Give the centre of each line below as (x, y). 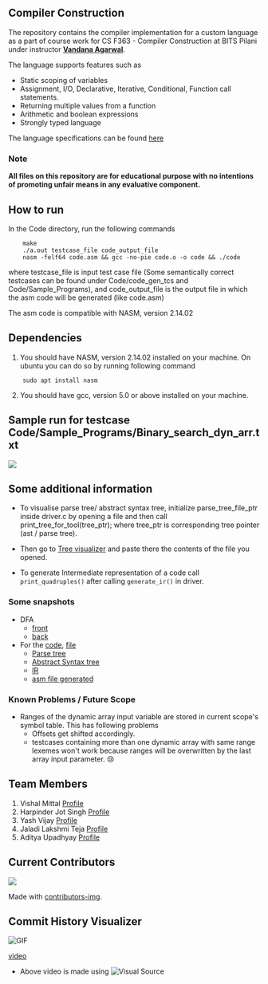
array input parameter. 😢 (73, 759)
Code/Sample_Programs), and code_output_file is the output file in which (128, 289)
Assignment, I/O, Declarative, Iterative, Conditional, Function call (125, 89)
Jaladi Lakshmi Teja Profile (64, 829)
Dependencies (45, 338)
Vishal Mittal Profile (51, 803)
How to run (36, 209)
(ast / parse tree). (48, 533)
